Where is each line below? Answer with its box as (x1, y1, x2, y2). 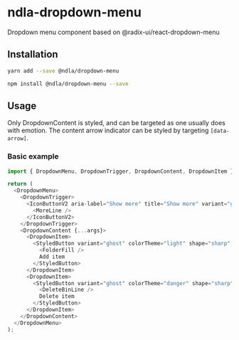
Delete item (38, 293, 75, 300)
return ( (7, 181, 33, 188)
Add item (38, 253, 65, 260)
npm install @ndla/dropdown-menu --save (7, 80, 129, 87)
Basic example (7, 152, 59, 161)
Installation (7, 48, 58, 60)
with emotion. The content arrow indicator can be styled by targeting (7, 126, 209, 135)
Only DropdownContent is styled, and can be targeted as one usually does (7, 119, 225, 127)
